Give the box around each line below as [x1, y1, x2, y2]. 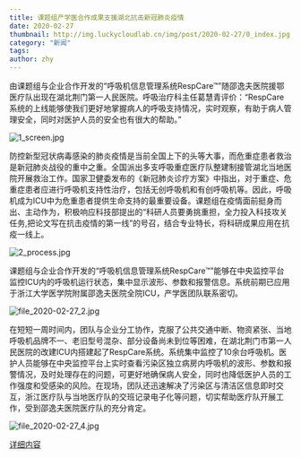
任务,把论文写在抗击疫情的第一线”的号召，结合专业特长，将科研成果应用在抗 [9, 218, 290, 229]
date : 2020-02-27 [9, 22, 74, 30]
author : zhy [9, 55, 54, 64]
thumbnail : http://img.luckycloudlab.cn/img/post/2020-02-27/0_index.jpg [9, 30, 291, 39]
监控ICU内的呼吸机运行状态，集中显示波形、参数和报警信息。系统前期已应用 [9, 277, 290, 287]
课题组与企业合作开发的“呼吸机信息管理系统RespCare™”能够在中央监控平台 [9, 265, 285, 276]
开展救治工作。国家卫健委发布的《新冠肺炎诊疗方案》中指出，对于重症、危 [16, 173, 292, 184]
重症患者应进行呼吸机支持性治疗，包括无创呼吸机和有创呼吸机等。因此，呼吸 [9, 185, 292, 194]
